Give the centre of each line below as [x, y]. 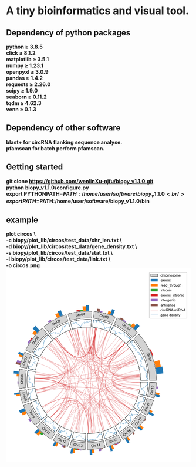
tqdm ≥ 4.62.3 [24, 103]
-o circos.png [23, 265]
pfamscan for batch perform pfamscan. [55, 148]
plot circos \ [21, 234]
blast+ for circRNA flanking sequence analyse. [64, 142]
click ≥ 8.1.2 [21, 53]
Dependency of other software [63, 128]
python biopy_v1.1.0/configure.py [48, 188]
